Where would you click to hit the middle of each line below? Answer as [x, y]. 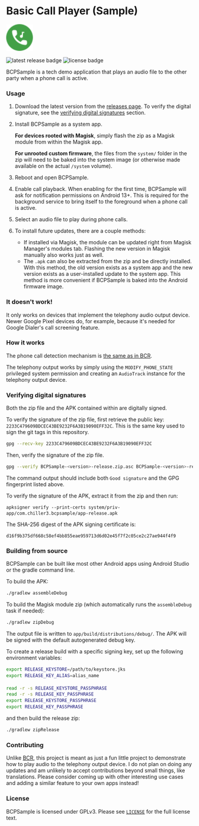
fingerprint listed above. [35, 484]
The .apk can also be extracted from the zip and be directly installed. [107, 261]
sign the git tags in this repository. [48, 432]
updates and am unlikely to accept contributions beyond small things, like [96, 771]
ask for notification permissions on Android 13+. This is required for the [102, 195]
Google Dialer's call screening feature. [53, 327]
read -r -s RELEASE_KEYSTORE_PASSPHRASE [57, 688]
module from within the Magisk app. [59, 142]
